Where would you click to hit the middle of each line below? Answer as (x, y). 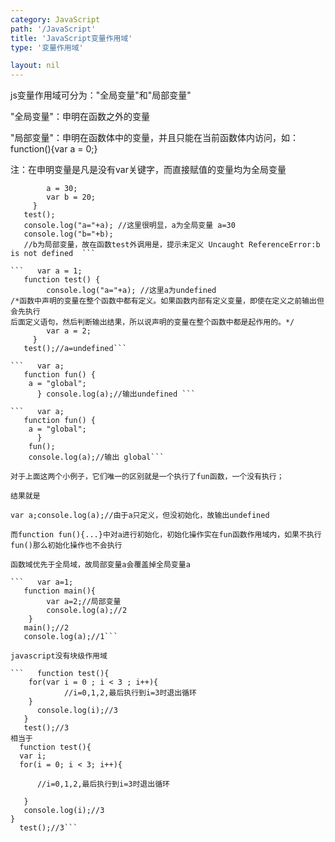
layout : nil (35, 66)
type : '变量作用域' (47, 47)
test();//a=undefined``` (75, 349)
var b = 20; (71, 197)
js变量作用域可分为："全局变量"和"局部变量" (101, 95)
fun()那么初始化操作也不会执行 (66, 546)
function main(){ (60, 591)
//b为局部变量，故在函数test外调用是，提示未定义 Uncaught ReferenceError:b (172, 245)
